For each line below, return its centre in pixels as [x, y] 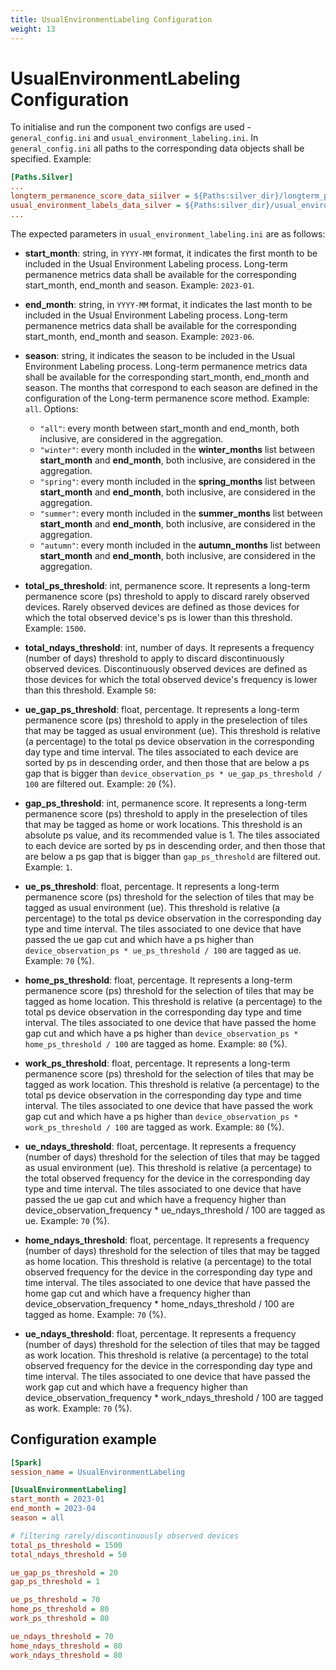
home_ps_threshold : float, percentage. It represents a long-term [158, 980]
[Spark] [26, 1462]
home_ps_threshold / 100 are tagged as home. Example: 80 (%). [156, 1043]
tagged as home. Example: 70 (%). [95, 1314]
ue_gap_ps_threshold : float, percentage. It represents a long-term [162, 709]
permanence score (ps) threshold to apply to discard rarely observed [167, 596]
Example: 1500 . [55, 628]
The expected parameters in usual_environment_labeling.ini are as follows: [168, 233]
